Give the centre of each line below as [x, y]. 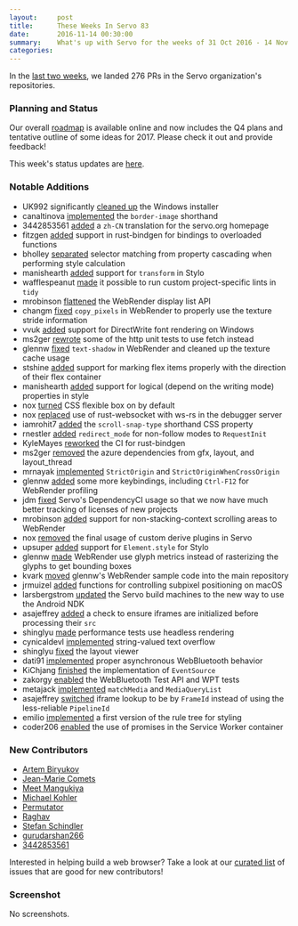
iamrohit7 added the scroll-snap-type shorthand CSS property [137, 424]
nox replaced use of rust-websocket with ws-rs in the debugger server [152, 414]
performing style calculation [74, 263]
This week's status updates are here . [77, 164]
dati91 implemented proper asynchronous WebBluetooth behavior [142, 661]
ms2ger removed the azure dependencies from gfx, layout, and [138, 452]
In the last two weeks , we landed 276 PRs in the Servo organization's [136, 76]
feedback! [28, 147]
